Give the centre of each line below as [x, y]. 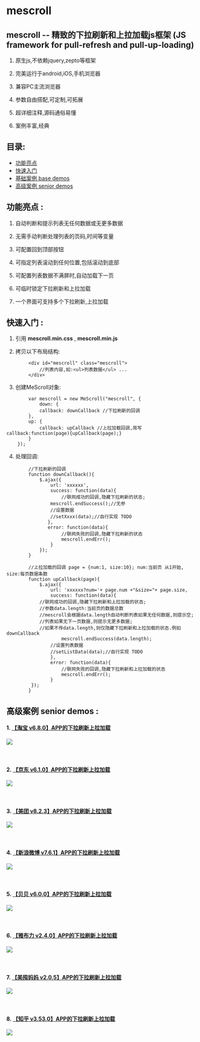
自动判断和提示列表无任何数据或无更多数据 [69, 223]
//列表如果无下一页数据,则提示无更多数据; [86, 622]
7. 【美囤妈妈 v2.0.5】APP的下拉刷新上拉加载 [64, 977]
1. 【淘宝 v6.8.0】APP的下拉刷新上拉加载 [59, 728]
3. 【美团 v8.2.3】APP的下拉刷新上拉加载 [59, 811]
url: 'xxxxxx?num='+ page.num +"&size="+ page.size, [119, 590]
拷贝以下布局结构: [37, 351]
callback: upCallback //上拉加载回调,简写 [90, 428]
